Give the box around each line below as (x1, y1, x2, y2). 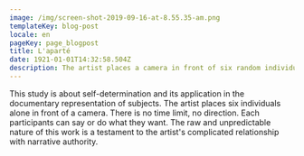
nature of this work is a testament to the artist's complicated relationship (9, 126, 280, 137)
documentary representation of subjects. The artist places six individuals (9, 97, 281, 108)
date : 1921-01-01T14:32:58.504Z (9, 55, 131, 64)
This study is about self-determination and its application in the (9, 87, 245, 99)
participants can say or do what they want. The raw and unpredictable (9, 116, 271, 127)
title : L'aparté (9, 47, 71, 56)
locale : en (9, 30, 51, 39)
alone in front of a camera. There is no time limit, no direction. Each (9, 107, 261, 118)
